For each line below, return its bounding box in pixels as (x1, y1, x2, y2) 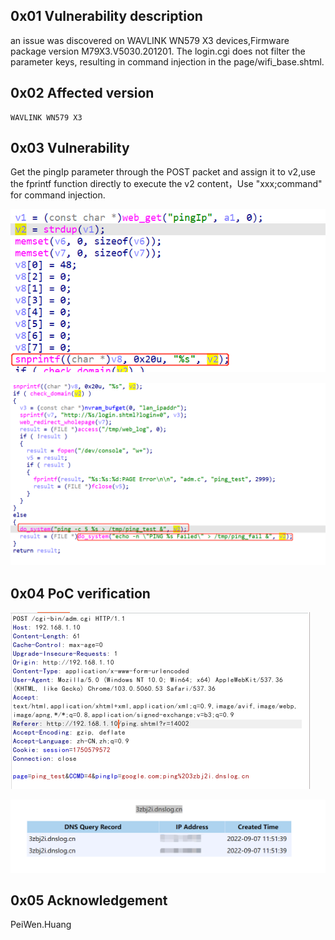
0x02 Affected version (10, 85, 155, 102)
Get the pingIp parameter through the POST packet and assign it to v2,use (10, 166, 317, 178)
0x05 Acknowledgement (10, 892, 168, 909)
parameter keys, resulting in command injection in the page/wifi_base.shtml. (10, 55, 325, 68)
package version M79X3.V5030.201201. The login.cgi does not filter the (10, 45, 306, 57)
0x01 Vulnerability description (10, 8, 203, 25)
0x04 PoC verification (10, 585, 151, 602)
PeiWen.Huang (10, 919, 72, 931)
